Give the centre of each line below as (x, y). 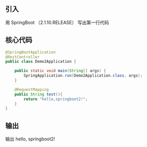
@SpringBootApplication (31, 52)
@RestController (22, 57)
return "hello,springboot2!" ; (56, 99)
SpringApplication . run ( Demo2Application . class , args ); (83, 76)
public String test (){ (39, 94)
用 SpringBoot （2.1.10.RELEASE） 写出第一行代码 (57, 22)
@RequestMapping (32, 89)
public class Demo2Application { (41, 62)
